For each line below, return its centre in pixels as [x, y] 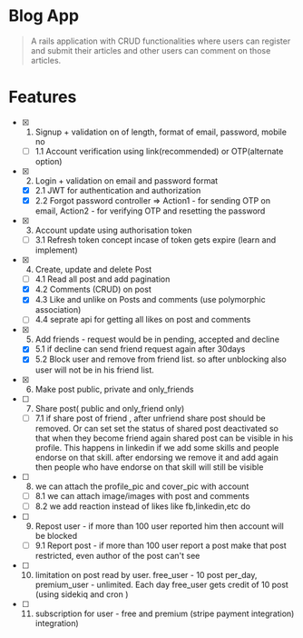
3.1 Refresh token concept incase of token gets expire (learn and [156, 240]
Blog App [44, 16]
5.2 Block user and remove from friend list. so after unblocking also [161, 359]
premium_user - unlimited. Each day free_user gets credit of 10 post [162, 584]
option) [49, 161]
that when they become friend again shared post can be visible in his [164, 438]
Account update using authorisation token [113, 230]
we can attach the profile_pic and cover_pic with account [142, 486]
